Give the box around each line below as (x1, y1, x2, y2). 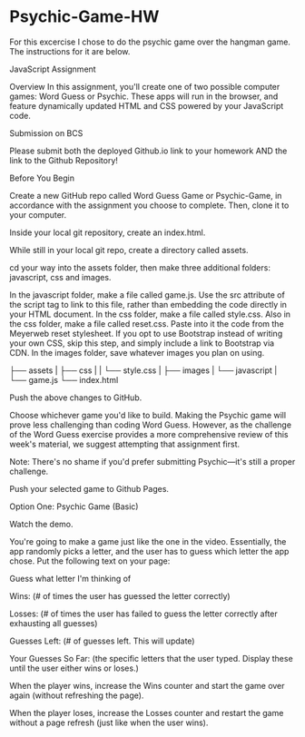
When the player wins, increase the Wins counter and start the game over (9, 680, 285, 691)
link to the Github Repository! (9, 154, 118, 165)
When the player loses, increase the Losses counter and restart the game (9, 707, 284, 718)
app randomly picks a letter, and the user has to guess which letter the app (9, 545, 290, 556)
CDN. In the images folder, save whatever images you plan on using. (9, 347, 265, 358)
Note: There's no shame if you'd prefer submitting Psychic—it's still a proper (9, 456, 296, 467)
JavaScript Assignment (9, 64, 97, 74)
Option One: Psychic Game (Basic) (9, 501, 139, 512)
